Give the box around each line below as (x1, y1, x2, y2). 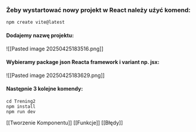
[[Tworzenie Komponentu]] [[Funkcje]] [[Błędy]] (6, 119, 124, 126)
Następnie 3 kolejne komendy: (6, 85, 83, 92)
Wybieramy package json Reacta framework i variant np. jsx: (6, 59, 160, 66)
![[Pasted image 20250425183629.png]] (6, 72, 105, 79)
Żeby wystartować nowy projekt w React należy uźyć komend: (6, 6, 191, 14)
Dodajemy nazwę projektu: (6, 31, 74, 38)
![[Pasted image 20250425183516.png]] (6, 45, 104, 52)
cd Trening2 (6, 98, 36, 104)
